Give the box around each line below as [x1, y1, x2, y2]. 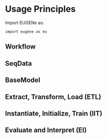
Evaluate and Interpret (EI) [5, 126, 87, 135]
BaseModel [5, 76, 41, 84]
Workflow [5, 43, 36, 51]
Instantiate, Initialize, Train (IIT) [5, 109, 103, 117]
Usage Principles [5, 3, 76, 15]
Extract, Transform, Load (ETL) [5, 92, 102, 101]
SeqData [5, 59, 32, 67]
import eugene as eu [5, 29, 48, 34]
